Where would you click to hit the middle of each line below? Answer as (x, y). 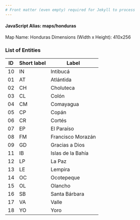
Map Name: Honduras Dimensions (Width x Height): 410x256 (68, 37)
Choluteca (63, 88)
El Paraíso (62, 129)
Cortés (58, 121)
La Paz (58, 161)
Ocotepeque (65, 178)
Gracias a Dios (68, 145)
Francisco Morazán (73, 137)
